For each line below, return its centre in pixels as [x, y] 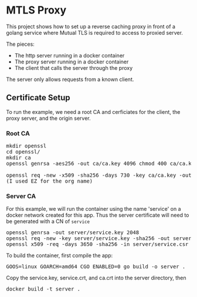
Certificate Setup [38, 98]
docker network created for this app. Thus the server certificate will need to [98, 215]
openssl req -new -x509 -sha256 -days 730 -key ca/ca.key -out [99, 176]
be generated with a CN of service [48, 221]
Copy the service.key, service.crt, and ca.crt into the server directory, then [96, 278]
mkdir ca [18, 158]
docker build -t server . [43, 289]
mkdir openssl [26, 146]
